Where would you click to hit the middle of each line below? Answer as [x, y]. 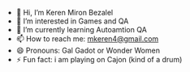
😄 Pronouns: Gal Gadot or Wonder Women [88, 50]
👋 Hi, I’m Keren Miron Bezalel [65, 13]
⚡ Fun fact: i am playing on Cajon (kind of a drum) [99, 59]
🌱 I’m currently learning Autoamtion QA [82, 30]
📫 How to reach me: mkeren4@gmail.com [87, 39]
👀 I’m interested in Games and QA [72, 21]
